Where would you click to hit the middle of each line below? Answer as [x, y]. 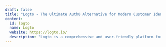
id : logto [20, 23]
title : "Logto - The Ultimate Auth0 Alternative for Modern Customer [78, 14]
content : [14, 19]
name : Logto [22, 28]
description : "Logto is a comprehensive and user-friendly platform [82, 37]
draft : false [19, 10]
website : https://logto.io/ [39, 32]
